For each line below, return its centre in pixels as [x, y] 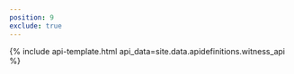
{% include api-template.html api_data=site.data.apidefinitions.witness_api [147, 51]
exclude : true [36, 26]
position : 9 [31, 17]
